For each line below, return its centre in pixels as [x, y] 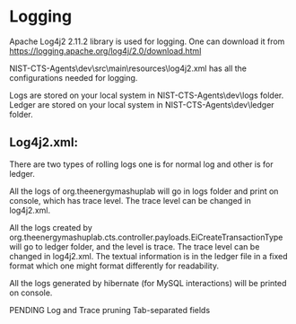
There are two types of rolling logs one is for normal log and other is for [141, 164]
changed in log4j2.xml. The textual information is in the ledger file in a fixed [149, 256]
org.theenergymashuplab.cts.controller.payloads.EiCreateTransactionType [146, 237]
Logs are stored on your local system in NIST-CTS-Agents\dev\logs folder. [147, 95]
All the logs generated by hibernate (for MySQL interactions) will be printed [148, 283]
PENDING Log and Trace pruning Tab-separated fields [110, 310]
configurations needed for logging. [74, 77]
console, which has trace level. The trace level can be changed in [130, 200]
